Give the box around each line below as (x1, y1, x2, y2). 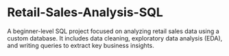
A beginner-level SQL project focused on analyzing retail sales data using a (7, 27, 219, 35)
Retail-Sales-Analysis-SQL (7, 5, 163, 20)
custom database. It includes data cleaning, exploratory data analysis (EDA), (7, 34, 223, 42)
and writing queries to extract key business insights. (7, 41, 154, 49)
